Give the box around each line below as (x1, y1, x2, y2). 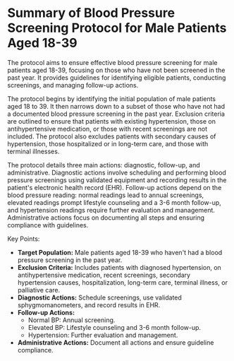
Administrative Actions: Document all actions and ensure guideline (17, 338, 214, 347)
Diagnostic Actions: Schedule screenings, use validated (17, 293, 182, 302)
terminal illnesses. (7, 147, 60, 155)
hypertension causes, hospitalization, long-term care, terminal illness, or (17, 278, 228, 287)
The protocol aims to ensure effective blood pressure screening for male (7, 58, 218, 66)
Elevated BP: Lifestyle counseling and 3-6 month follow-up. (27, 323, 202, 331)
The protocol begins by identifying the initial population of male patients (7, 94, 216, 103)
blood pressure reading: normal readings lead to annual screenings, (7, 191, 204, 199)
